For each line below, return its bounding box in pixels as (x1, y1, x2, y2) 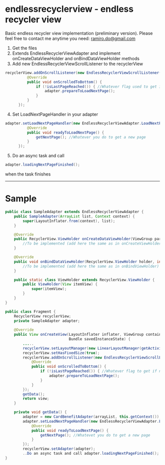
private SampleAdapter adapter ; (14, 318, 80, 323)
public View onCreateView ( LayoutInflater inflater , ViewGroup (14, 332, 144, 337)
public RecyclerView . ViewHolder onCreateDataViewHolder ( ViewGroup (14, 237, 153, 242)
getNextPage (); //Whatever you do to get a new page (36, 135, 146, 140)
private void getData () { (14, 410, 67, 415)
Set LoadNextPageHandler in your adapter (12, 111, 98, 117)
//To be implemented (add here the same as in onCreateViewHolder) (23, 241, 164, 246)
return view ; (23, 396, 50, 401)
